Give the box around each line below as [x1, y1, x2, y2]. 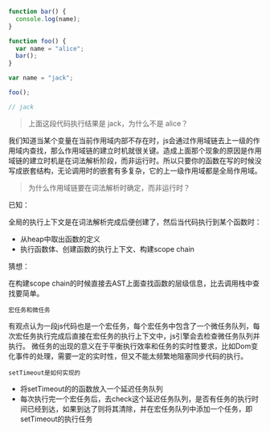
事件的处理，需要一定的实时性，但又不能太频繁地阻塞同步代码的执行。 [14, 351, 247, 361]
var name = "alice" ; [15, 44, 84, 52]
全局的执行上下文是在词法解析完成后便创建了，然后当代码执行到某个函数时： [8, 217, 262, 227]
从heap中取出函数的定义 [19, 234, 100, 244]
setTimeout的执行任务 [19, 414, 93, 424]
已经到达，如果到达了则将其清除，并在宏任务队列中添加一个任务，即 [27, 404, 253, 413]
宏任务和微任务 [8, 306, 51, 314]
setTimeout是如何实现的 [8, 368, 80, 377]
